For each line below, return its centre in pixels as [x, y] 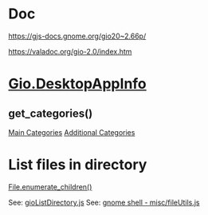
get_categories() [51, 113]
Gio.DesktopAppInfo [78, 84]
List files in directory [78, 165]
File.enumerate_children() [50, 187]
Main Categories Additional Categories [72, 132]
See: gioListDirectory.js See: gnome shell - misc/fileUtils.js [104, 202]
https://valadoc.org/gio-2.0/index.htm [70, 51]
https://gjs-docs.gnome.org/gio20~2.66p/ [77, 36]
